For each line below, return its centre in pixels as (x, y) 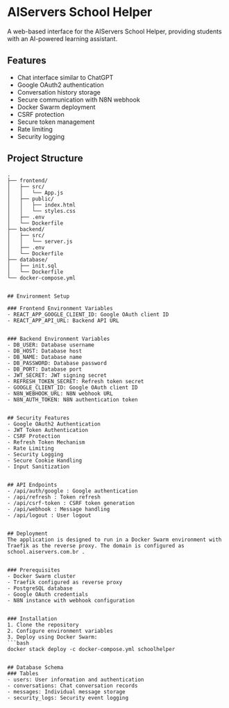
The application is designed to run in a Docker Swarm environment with (114, 540)
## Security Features (39, 418)
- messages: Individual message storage (67, 692)
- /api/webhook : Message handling (59, 509)
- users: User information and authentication (76, 679)
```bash (18, 643)
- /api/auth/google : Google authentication (73, 491)
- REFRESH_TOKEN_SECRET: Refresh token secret (76, 381)
